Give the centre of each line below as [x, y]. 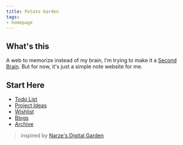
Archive [24, 124]
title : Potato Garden [33, 11]
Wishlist [24, 112]
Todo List [26, 99]
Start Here [26, 85]
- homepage [19, 22]
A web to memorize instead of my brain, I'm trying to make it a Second [91, 60]
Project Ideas [31, 105]
